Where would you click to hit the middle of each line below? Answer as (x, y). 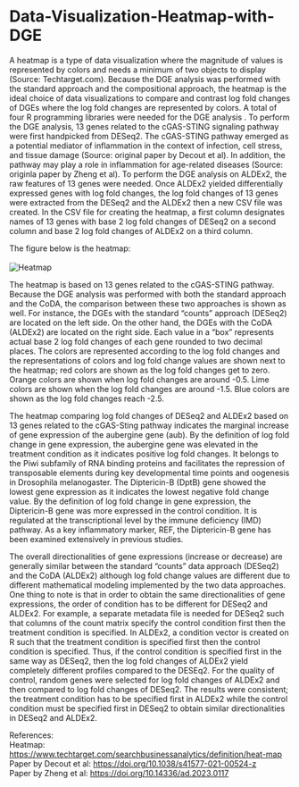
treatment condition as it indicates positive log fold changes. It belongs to (144, 454)
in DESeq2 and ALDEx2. (54, 717)
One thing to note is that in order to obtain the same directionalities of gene (147, 594)
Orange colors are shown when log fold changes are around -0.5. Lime (139, 379)
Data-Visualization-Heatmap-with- (142, 17)
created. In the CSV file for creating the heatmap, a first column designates (147, 212)
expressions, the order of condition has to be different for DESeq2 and (138, 604)
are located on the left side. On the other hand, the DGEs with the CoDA (141, 322)
